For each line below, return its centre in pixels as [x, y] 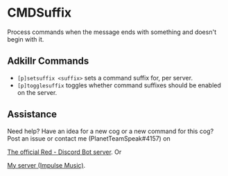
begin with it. [26, 39]
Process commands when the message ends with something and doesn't [112, 32]
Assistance [32, 115]
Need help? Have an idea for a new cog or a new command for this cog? [111, 131]
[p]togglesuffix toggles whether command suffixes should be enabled [119, 85]
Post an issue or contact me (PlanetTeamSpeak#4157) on [89, 138]
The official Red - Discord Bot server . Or [64, 152]
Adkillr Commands [48, 61]
